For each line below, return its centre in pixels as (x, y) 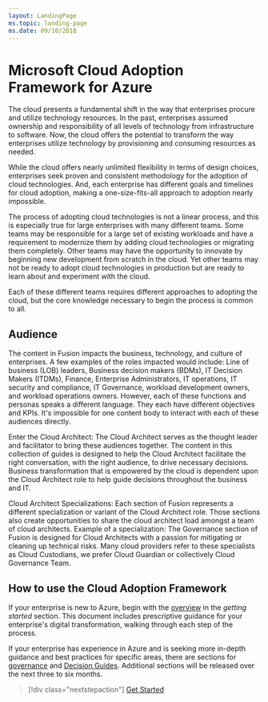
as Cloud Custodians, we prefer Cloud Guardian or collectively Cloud (122, 555)
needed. (22, 152)
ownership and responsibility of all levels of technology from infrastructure (131, 126)
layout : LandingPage (43, 16)
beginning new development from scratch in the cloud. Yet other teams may (133, 259)
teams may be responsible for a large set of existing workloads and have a (131, 234)
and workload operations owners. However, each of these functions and (127, 396)
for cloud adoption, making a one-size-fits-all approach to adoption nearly (131, 193)
